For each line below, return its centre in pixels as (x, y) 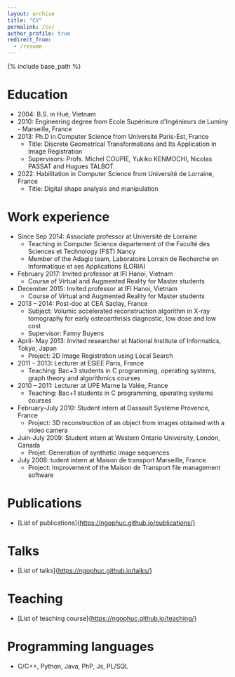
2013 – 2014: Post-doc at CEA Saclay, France (82, 303)
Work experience (59, 217)
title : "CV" (25, 20)
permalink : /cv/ (31, 27)
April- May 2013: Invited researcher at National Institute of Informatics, (119, 340)
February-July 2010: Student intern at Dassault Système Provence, (114, 408)
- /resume (28, 46)
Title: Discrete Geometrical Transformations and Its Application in (122, 144)
